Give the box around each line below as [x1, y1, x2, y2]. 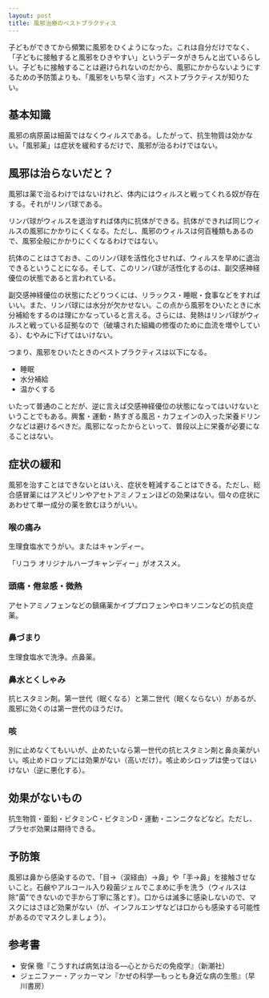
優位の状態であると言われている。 [8, 273, 120, 283]
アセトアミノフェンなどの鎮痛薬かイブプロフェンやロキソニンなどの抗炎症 [8, 600, 254, 610]
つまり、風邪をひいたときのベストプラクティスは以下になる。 [8, 348, 211, 357]
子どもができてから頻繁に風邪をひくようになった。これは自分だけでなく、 [8, 42, 254, 52]
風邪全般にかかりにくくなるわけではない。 [22, 236, 163, 246]
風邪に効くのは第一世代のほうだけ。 [8, 704, 128, 714]
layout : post [8, 11, 52, 20]
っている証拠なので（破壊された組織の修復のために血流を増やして [35, 320, 254, 330]
